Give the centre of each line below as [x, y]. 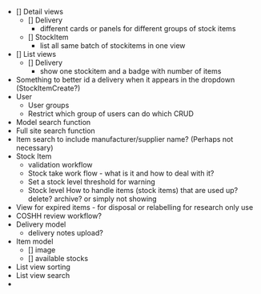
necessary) [34, 148]
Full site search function [56, 131]
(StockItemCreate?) [48, 88]
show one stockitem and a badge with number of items [130, 71]
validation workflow [60, 165]
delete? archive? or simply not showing [92, 199]
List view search [43, 275]
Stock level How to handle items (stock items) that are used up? [133, 190]
